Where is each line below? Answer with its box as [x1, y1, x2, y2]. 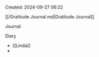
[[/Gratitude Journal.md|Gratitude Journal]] [5, 14, 94, 19]
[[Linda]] [12, 43, 31, 49]
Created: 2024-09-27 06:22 [5, 4, 63, 10]
